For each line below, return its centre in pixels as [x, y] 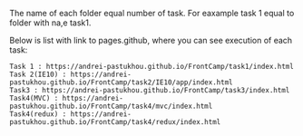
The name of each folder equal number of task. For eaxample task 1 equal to [152, 13]
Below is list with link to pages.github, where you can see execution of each [151, 40]
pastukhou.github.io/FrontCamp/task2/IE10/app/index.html [121, 83]
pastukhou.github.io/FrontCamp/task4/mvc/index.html [111, 106]
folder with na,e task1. [50, 23]
